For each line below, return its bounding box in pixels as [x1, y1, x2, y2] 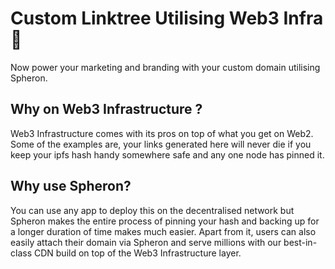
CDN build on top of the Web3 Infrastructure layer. [33, 247, 242, 259]
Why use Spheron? [10, 178, 132, 195]
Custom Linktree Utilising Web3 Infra [10, 7, 324, 30]
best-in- [283, 236, 318, 248]
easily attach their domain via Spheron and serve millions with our [10, 236, 282, 248]
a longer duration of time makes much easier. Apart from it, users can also [10, 225, 317, 237]
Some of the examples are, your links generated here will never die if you [10, 138, 312, 150]
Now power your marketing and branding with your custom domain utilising [10, 61, 321, 73]
